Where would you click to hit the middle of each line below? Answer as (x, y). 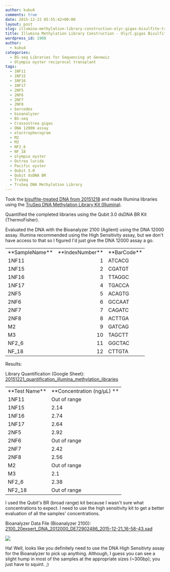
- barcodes (21, 109)
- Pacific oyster (28, 166)
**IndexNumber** (81, 252)
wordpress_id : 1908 (26, 39)
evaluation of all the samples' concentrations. (53, 513)
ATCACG (118, 261)
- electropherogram (30, 133)
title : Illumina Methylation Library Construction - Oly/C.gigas (75, 34)
